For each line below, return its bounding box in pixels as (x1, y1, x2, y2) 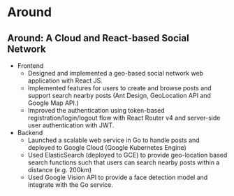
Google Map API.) (27, 99, 79, 107)
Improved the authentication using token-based (27, 106, 166, 114)
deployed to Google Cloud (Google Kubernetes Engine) (27, 143, 187, 151)
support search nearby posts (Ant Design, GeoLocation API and (27, 92, 212, 99)
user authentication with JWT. (27, 121, 115, 129)
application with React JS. (27, 76, 103, 85)
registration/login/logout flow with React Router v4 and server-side (27, 113, 221, 122)
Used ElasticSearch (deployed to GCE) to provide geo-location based (27, 151, 228, 159)
